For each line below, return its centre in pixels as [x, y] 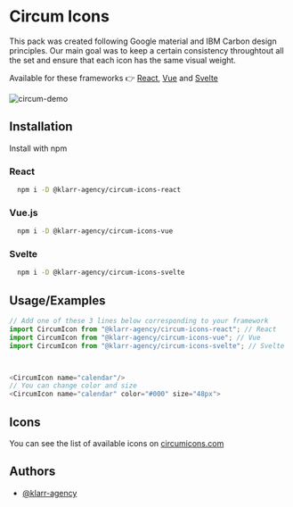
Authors [33, 472]
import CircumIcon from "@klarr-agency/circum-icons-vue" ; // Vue [135, 337]
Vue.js [24, 212]
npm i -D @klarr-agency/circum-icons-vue [95, 231]
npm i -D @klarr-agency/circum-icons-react [99, 190]
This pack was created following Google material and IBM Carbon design [143, 41]
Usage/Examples [57, 300]
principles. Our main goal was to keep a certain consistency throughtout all [146, 50]
